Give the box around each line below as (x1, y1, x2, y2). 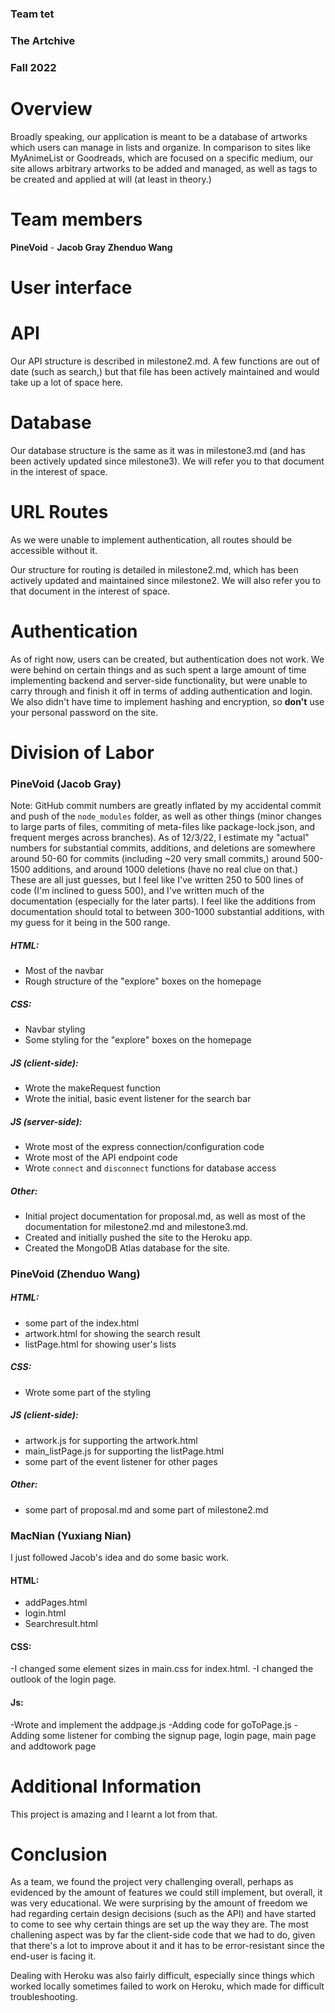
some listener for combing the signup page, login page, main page (41, 1729, 317, 1741)
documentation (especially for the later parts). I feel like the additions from (10, 895, 317, 907)
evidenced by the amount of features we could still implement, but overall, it (10, 1887, 323, 1899)
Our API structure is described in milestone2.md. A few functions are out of (10, 355, 320, 367)
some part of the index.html (24, 1317, 140, 1329)
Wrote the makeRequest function (24, 1082, 161, 1094)
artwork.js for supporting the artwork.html (24, 1434, 198, 1446)
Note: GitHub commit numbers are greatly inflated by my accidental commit (10, 800, 322, 812)
